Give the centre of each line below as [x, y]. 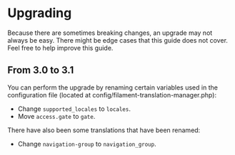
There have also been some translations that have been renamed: [104, 130]
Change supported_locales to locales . [74, 109]
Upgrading [40, 13]
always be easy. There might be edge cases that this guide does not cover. [118, 40]
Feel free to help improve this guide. [60, 48]
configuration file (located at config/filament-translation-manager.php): [112, 95]
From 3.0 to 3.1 [41, 70]
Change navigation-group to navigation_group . [87, 144]
